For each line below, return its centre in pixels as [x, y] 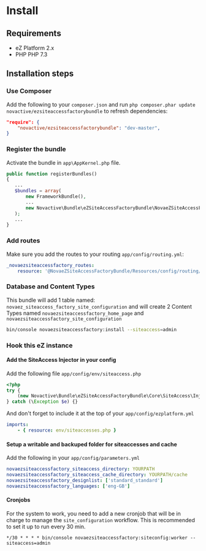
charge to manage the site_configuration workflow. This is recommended [101, 520]
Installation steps [40, 74]
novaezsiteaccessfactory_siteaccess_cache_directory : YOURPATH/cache [97, 475]
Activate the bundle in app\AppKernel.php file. [63, 162]
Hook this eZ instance [40, 345]
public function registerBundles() [52, 174]
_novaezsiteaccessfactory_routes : [51, 265]
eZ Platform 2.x [35, 48]
